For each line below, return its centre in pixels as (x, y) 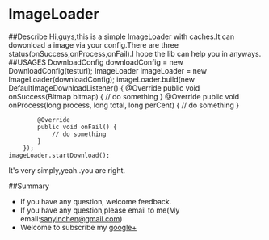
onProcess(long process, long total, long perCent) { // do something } (124, 105)
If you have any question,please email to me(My (100, 210)
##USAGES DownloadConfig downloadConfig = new (96, 62)
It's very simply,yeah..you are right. (67, 170)
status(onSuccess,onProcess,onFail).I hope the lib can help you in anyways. (135, 53)
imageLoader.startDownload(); (59, 155)
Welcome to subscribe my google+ (78, 227)
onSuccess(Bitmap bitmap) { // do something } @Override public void (124, 96)
